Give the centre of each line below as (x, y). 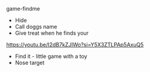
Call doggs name (36, 27)
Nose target (30, 63)
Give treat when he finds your (52, 33)
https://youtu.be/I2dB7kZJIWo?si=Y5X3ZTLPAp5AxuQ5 (75, 45)
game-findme (23, 9)
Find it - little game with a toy (51, 56)
